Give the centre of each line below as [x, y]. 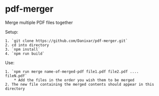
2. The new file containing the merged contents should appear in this [79, 84]
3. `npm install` [23, 49]
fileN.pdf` [16, 76]
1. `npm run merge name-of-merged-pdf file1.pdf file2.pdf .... [72, 72]
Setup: [12, 32]
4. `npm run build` [25, 54]
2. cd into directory [27, 45]
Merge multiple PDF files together [39, 22]
